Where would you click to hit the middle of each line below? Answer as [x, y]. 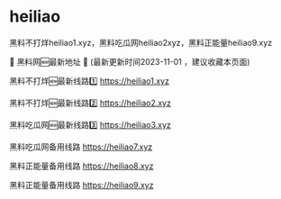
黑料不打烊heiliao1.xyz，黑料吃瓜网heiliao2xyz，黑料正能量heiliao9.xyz [141, 42]
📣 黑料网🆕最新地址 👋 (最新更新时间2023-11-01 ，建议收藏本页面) [130, 61]
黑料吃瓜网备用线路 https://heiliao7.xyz [81, 147]
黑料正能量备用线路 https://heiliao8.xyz [82, 166]
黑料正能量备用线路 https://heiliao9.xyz [82, 185]
